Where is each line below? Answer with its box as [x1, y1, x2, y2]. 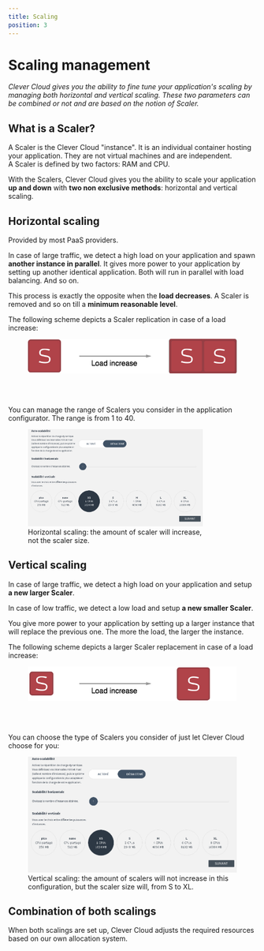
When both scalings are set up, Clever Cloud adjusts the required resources [8, 926, 255, 935]
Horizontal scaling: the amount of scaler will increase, [28, 527, 203, 537]
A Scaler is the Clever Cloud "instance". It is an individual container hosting [8, 143, 252, 152]
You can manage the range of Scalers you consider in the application [8, 405, 232, 414]
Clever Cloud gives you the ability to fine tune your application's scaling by [8, 82, 252, 92]
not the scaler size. [28, 535, 90, 545]
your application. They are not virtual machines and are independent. [8, 151, 232, 161]
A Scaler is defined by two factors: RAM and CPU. [8, 159, 171, 169]
